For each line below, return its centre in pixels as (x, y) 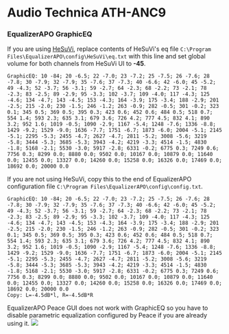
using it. (18, 324)
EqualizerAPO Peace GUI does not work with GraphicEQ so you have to (108, 308)
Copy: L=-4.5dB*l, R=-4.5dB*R (50, 296)
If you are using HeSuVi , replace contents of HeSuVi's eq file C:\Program (109, 49)
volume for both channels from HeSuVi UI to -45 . (76, 64)
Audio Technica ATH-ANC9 (87, 13)
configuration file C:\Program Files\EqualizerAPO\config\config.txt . (105, 186)
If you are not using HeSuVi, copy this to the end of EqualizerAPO (99, 179)
